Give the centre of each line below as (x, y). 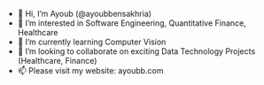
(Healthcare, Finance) (57, 61)
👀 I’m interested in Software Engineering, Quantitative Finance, (132, 23)
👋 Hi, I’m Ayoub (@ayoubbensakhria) (85, 14)
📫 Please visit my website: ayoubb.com (90, 70)
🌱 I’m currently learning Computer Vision (92, 42)
